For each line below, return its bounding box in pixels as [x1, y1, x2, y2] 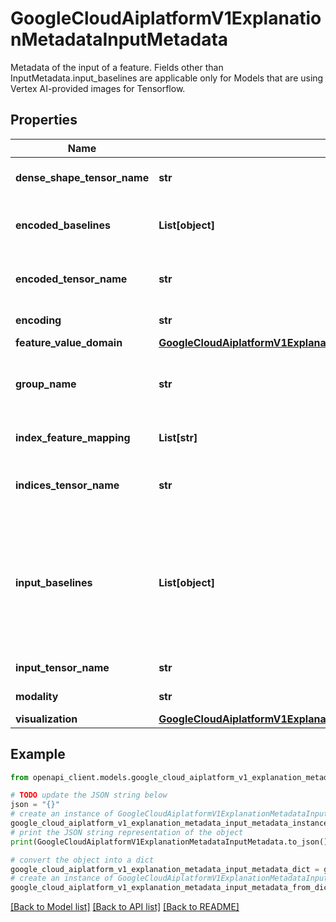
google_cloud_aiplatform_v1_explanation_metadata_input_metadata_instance [10, 818, 329, 829]
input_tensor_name [15, 660, 110, 674]
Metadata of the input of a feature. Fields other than [10, 61, 224, 73]
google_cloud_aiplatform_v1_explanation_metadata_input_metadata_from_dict [10, 883, 333, 893]
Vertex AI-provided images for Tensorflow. [10, 82, 186, 94]
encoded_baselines [15, 218, 112, 232]
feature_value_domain [15, 335, 123, 349]
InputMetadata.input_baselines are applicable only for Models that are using [10, 72, 324, 84]
